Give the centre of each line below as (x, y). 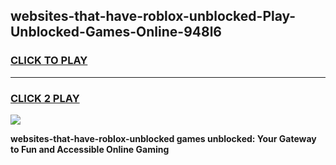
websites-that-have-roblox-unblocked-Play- (153, 16)
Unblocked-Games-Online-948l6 (116, 32)
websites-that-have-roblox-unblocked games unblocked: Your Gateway (163, 138)
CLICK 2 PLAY (45, 98)
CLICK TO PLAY (49, 61)
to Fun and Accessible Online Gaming (90, 149)
